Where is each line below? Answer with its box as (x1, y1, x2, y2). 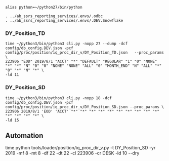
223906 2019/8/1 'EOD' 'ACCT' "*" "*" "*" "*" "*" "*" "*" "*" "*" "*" (5, 109, 159, 114)
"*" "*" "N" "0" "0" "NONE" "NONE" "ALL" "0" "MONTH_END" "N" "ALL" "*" (5, 63, 162, 68)
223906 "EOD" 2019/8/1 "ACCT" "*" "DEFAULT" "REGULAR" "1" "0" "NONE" (5, 59, 157, 64)
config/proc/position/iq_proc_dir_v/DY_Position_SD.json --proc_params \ (5, 104, 164, 109)
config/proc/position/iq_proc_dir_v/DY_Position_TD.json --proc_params (5, 50, 164, 55)
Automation (5, 131, 44, 140)
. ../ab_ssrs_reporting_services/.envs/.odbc (5, 14, 103, 19)
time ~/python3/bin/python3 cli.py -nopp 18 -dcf (5, 95, 112, 101)
